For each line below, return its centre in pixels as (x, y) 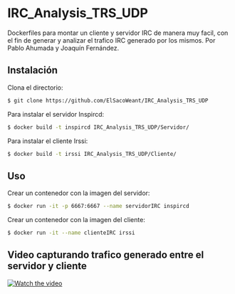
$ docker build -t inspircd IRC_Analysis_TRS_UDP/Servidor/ (99, 127)
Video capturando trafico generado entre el (106, 255)
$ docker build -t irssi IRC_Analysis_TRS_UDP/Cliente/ (92, 154)
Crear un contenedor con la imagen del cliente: (77, 220)
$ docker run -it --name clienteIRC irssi (71, 233)
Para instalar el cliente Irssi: (48, 141)
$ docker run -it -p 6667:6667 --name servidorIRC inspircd (99, 206)
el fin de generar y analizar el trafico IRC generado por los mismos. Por (111, 40)
